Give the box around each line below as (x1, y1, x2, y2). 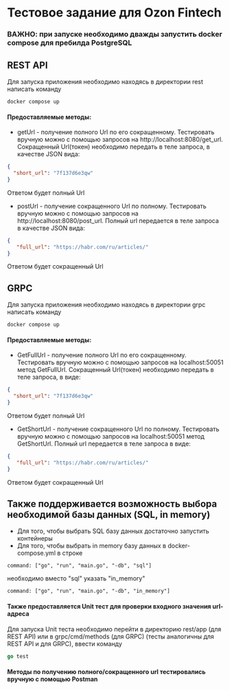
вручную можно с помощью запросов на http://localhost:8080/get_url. (16, 136, 223, 144)
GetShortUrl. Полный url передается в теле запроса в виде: (16, 439, 191, 448)
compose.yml (16, 549, 56, 557)
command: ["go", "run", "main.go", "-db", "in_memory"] (7, 587, 170, 595)
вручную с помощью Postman (7, 675, 98, 683)
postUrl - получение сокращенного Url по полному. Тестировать (16, 202, 207, 210)
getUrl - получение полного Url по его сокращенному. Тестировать (16, 128, 215, 136)
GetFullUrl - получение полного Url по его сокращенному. (16, 351, 187, 359)
